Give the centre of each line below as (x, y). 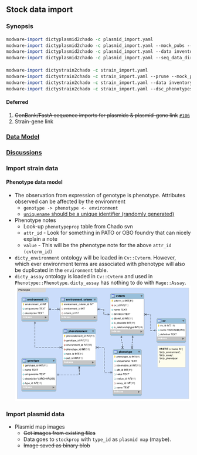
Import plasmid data (35, 414)
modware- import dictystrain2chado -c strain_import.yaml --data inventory (99, 82)
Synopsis (20, 26)
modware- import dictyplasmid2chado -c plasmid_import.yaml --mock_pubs (95, 45)
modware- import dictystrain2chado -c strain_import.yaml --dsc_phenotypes (99, 89)
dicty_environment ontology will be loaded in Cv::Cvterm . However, (95, 257)
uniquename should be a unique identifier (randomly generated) (99, 214)
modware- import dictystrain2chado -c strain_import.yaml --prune (87, 76)
